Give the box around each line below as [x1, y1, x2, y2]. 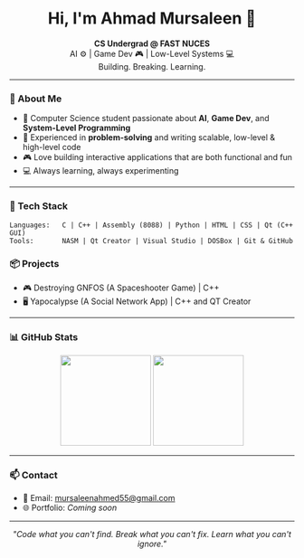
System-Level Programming [22, 122, 131, 134]
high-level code [22, 142, 81, 153]
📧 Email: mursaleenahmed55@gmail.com [22, 493, 176, 504]
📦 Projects [9, 258, 60, 270]
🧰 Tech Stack [9, 200, 69, 213]
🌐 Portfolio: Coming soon [22, 502, 118, 514]
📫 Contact [9, 469, 58, 482]
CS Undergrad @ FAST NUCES [93, 38, 211, 49]
